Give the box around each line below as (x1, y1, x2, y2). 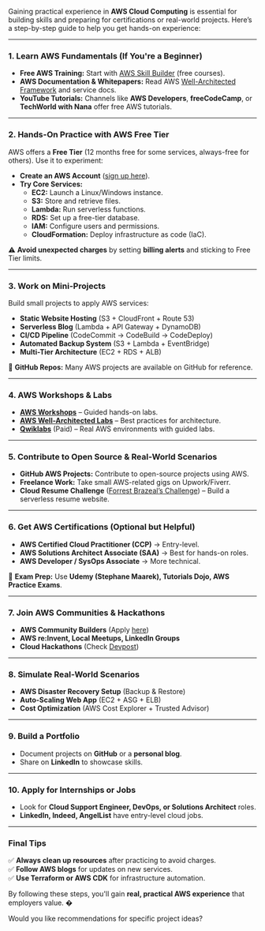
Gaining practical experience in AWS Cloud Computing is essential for (8, 7, 237, 16)
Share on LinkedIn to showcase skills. (19, 757, 144, 767)
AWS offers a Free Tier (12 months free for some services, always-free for (8, 147, 250, 156)
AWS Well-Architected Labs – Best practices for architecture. (19, 416, 222, 426)
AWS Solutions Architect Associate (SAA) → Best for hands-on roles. (19, 548, 249, 557)
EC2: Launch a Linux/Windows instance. (31, 187, 163, 197)
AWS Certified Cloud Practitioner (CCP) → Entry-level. (19, 539, 200, 549)
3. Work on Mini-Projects (8, 280, 106, 291)
